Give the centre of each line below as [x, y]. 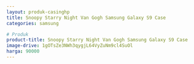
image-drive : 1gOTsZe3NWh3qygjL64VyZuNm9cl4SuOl [70, 46]
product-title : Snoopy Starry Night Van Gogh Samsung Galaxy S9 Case [97, 40]
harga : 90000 [23, 52]
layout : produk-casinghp [38, 12]
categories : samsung [33, 23]
